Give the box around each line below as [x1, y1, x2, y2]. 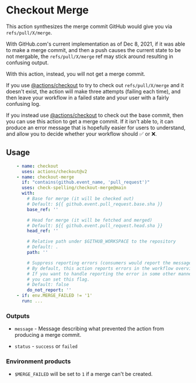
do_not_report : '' [27, 287, 72, 293]
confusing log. [6, 100, 41, 107]
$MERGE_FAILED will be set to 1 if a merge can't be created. [14, 371, 153, 378]
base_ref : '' [27, 206, 59, 212]
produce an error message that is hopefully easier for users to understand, [6, 124, 185, 131]
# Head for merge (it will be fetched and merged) [27, 217, 153, 223]
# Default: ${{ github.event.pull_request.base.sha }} [27, 201, 163, 207]
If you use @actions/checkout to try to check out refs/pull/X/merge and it [6, 81, 184, 88]
